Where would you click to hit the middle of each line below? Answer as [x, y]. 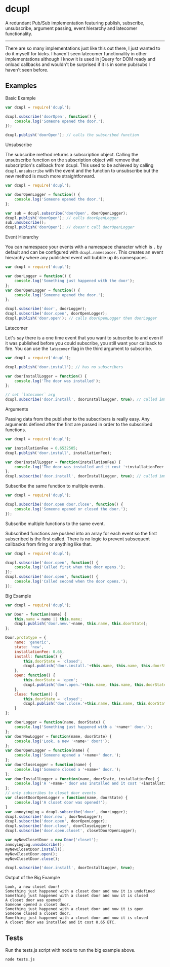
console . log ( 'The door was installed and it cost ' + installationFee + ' [90, 467]
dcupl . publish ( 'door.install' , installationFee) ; [59, 453]
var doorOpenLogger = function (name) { [47, 751]
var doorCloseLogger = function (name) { [49, 765]
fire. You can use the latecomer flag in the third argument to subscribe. [79, 349]
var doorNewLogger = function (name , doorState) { [59, 736]
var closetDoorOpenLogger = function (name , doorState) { [67, 798]
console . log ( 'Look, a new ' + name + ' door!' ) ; [62, 741]
